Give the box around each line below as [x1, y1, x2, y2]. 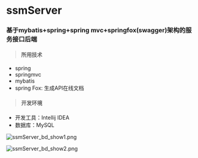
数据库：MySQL [14, 121, 55, 129]
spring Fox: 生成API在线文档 [14, 84, 85, 92]
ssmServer [6, 4, 62, 17]
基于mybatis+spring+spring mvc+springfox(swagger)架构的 [6, 26, 186, 35]
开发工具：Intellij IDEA [14, 114, 70, 121]
